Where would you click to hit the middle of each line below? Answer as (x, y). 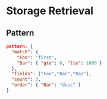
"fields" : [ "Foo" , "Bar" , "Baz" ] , (52, 74)
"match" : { (25, 52)
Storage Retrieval (50, 11)
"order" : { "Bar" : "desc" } (46, 85)
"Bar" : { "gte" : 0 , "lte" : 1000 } (59, 63)
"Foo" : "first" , (37, 58)
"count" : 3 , (26, 79)
